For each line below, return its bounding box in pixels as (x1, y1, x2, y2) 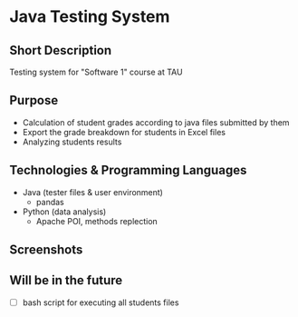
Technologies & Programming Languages (9, 163, 247, 178)
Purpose (9, 93, 59, 108)
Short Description (9, 43, 112, 58)
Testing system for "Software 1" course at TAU (9, 66, 183, 77)
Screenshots (9, 243, 83, 258)
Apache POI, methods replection (35, 215, 159, 226)
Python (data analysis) (22, 206, 107, 217)
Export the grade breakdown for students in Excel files (22, 126, 226, 137)
